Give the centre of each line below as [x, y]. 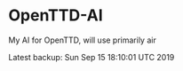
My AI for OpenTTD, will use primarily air [82, 40]
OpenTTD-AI [56, 16]
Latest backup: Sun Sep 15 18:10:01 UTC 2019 [91, 57]
